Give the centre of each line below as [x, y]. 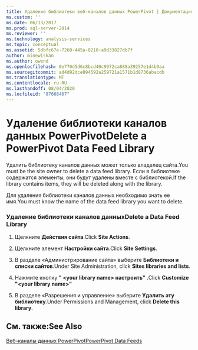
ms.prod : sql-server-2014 [38, 28]
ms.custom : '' [24, 17]
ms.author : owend [27, 61]
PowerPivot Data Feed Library [80, 148]
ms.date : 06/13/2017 [32, 22]
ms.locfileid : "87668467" [38, 94]
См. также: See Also [44, 327]
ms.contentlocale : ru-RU [37, 83]
